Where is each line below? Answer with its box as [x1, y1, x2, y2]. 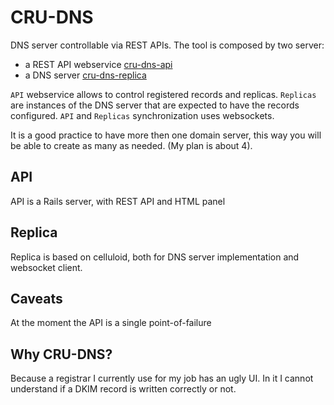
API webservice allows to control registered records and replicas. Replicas [10, 88, 317, 100]
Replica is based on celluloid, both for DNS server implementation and [10, 251, 300, 263]
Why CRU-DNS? [10, 346, 113, 363]
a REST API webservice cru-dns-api [24, 58, 173, 70]
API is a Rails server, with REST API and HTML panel [10, 195, 226, 207]
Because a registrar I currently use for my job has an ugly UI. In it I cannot [10, 372, 314, 385]
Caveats [10, 290, 63, 307]
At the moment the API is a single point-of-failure [10, 317, 212, 329]
